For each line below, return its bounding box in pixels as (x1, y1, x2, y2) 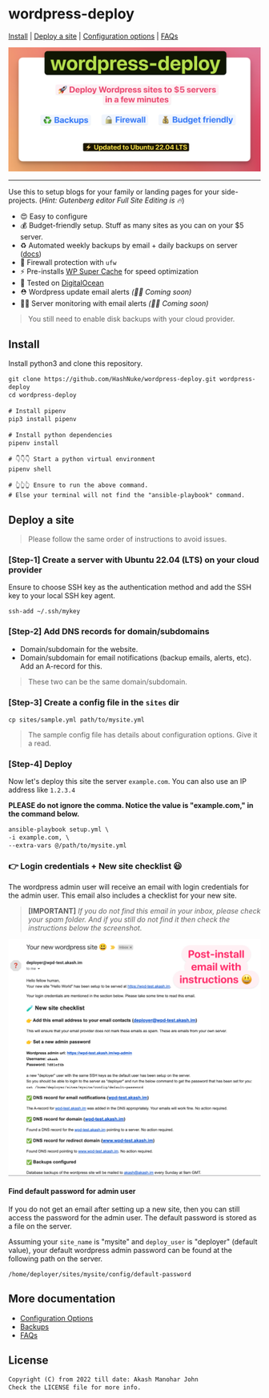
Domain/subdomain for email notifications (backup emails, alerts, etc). (19, 653, 252, 662)
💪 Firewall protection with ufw (19, 258, 117, 267)
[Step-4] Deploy (8, 758, 73, 769)
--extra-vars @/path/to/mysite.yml (8, 842, 127, 850)
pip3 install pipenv (8, 416, 78, 424)
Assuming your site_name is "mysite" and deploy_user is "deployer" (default (8, 1236, 258, 1246)
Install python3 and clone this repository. (8, 359, 143, 368)
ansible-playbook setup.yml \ (8, 826, 110, 834)
